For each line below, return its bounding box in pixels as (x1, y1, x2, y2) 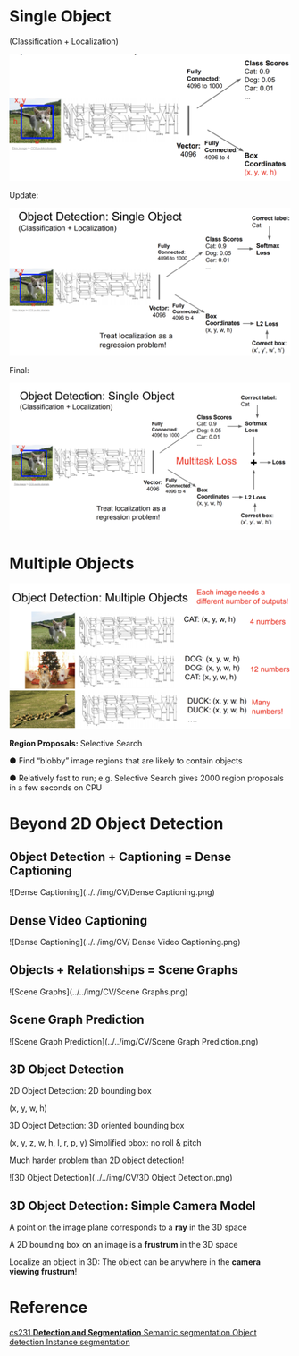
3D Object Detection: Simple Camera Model (9, 1198, 256, 1214)
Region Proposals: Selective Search (9, 738, 143, 749)
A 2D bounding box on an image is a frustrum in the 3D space (9, 1240, 238, 1250)
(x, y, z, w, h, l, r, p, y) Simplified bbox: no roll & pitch (9, 1138, 202, 1148)
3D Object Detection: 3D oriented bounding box (9, 1121, 185, 1131)
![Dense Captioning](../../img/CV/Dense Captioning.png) (9, 887, 216, 898)
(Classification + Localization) (9, 36, 119, 47)
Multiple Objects (9, 553, 135, 574)
